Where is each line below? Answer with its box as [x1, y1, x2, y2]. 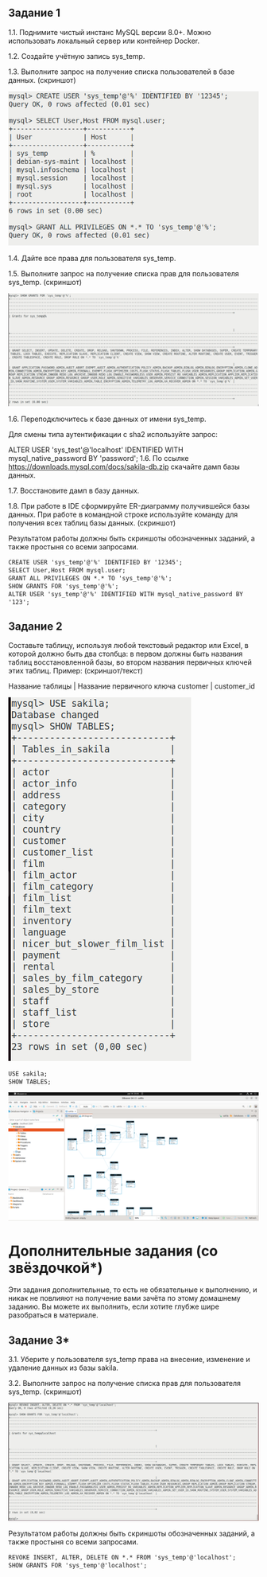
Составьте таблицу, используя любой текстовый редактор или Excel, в [8, 641, 249, 650]
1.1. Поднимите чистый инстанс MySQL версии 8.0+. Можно [8, 27, 212, 37]
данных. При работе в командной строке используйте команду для [8, 509, 238, 519]
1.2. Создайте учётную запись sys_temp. [8, 51, 145, 61]
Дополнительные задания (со [8, 1242, 219, 1260]
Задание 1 [8, 6, 61, 20]
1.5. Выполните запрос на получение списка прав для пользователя [8, 269, 240, 279]
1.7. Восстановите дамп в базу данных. [8, 486, 140, 495]
